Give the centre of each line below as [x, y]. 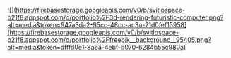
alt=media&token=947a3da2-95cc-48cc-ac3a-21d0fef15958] [97, 25]
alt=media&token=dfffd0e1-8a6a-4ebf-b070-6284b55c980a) [97, 47]
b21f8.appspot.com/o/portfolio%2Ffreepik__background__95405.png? [109, 40]
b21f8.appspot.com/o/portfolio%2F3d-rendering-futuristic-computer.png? [115, 17]
